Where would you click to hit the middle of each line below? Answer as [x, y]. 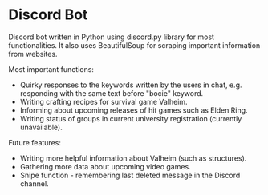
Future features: [35, 142]
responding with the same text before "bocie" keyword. [112, 93]
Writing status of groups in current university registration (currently [131, 118]
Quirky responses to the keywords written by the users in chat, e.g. [131, 85]
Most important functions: [51, 69]
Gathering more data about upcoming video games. [105, 166]
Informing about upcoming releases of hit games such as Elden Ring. [134, 110]
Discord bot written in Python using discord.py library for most [112, 37]
